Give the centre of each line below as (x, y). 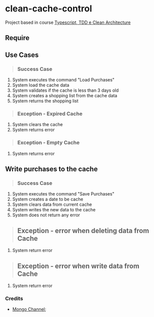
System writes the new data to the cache (54, 210)
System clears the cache (38, 125)
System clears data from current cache (52, 204)
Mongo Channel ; (29, 309)
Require (17, 38)
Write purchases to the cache (51, 169)
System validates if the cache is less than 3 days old (65, 90)
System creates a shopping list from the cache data (65, 96)
